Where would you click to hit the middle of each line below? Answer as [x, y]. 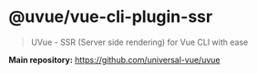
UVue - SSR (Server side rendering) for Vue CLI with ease [139, 42]
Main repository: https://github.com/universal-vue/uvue [114, 59]
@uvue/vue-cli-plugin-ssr [111, 17]
